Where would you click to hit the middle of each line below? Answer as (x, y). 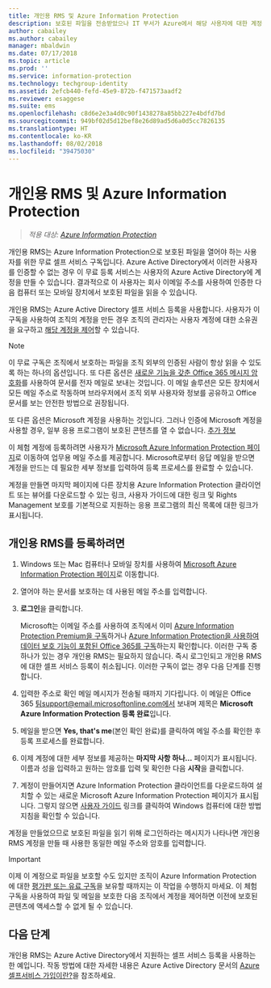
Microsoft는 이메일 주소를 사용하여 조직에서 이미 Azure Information (127, 626)
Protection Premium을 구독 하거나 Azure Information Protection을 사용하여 (140, 636)
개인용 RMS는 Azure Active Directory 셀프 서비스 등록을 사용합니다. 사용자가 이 (134, 310)
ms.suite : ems (32, 106)
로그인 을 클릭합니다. (51, 609)
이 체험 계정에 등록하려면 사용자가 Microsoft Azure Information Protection (127, 448)
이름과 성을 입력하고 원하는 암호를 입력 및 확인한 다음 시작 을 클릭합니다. (132, 768)
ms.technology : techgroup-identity (68, 83)
